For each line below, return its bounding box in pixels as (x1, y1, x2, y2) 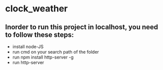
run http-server (12, 60, 44, 65)
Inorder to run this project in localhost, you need (5, 23, 158, 31)
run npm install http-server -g (12, 54, 74, 60)
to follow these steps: (5, 30, 74, 39)
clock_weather (5, 3, 68, 14)
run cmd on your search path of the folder (12, 49, 99, 55)
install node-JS (12, 44, 44, 50)
